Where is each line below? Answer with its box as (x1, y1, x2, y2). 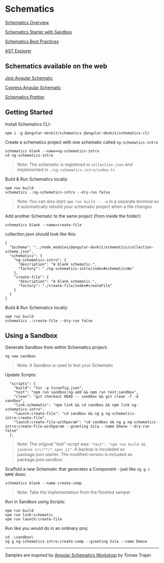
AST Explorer (5, 48, 32, 54)
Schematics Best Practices (5, 38, 59, 44)
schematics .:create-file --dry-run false (5, 318, 93, 323)
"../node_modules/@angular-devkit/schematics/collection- (33, 245, 154, 250)
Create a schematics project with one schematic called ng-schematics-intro (5, 139, 158, 145)
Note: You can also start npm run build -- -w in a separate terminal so (17, 198, 159, 204)
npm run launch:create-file (5, 517, 62, 522)
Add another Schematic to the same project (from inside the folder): (5, 213, 142, 219)
